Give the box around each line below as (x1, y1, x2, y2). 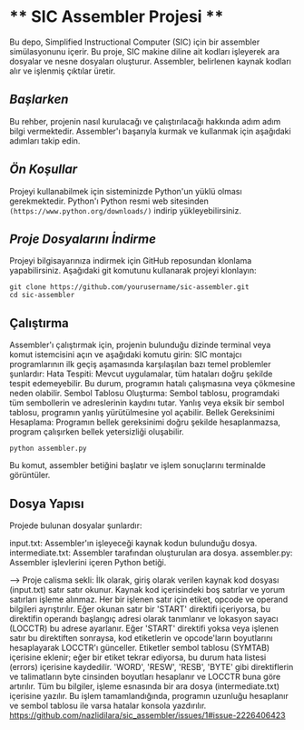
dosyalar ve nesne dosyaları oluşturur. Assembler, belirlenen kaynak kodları (9, 55, 292, 66)
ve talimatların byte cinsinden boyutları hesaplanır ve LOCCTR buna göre (9, 671, 281, 682)
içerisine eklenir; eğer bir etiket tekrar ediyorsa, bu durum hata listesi (9, 652, 267, 663)
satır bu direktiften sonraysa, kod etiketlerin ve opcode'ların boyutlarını (9, 633, 273, 643)
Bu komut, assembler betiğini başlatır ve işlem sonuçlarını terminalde (9, 460, 266, 471)
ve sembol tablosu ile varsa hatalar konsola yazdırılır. (9, 700, 207, 711)
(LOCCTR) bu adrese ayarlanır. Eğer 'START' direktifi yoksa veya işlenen (9, 623, 279, 634)
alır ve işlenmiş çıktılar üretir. (9, 65, 116, 76)
